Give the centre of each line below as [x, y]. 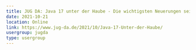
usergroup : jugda [27, 33]
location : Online [27, 22]
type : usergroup [26, 38]
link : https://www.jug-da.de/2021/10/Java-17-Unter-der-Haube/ [85, 27]
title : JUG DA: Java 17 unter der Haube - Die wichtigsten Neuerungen [94, 11]
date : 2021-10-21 [27, 17]
